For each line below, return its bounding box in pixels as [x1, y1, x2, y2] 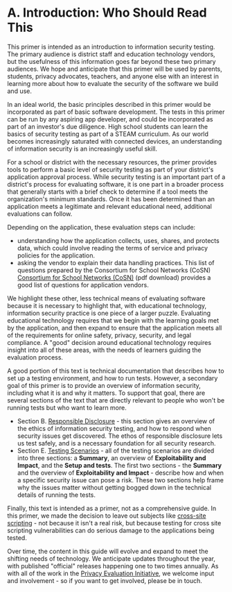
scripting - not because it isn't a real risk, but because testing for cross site [7, 518, 222, 527]
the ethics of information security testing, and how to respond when [17, 424, 211, 432]
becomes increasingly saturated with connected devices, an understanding [7, 137, 222, 145]
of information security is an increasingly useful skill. [7, 144, 158, 153]
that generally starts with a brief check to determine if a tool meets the [7, 187, 208, 196]
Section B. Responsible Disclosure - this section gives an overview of [17, 416, 215, 425]
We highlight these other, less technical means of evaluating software [7, 294, 206, 303]
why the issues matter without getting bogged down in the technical [17, 483, 212, 491]
